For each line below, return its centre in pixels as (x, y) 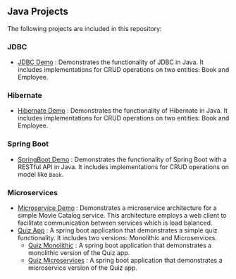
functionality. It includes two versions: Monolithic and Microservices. (117, 238)
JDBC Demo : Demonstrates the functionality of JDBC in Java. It (111, 62)
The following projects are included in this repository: (85, 28)
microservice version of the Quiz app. (83, 268)
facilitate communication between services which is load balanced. (115, 223)
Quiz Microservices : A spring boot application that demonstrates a (125, 260)
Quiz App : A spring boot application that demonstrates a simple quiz (117, 230)
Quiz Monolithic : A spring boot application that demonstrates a (120, 245)
